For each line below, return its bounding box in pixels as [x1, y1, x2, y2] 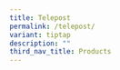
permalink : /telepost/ [9, 22, 95, 31]
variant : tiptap [9, 30, 71, 39]
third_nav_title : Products [9, 47, 112, 56]
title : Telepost [9, 13, 71, 23]
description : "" [9, 38, 71, 48]
